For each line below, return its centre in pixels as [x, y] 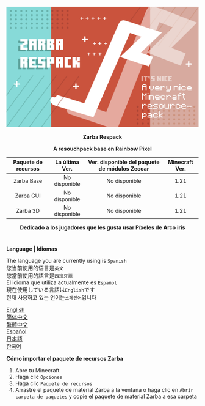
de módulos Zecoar [124, 168]
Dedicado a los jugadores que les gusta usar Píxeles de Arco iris [103, 227]
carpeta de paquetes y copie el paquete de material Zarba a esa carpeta [106, 397]
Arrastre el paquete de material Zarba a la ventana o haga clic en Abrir [104, 390]
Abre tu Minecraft [37, 371]
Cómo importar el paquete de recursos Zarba [65, 359]
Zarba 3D [28, 211]
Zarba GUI [28, 196]
